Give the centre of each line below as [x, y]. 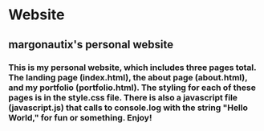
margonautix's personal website [91, 45]
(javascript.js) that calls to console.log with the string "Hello [128, 108]
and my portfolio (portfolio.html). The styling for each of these [132, 88]
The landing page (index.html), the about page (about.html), [128, 77]
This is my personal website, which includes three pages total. [132, 68]
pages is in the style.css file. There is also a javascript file [123, 97]
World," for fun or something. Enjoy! [80, 117]
